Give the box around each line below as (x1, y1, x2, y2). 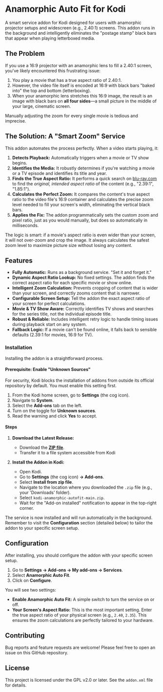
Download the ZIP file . (19, 445, 65, 450)
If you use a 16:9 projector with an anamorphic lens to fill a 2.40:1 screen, (5, 62, 152, 68)
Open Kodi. (19, 469, 42, 475)
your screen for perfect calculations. (12, 300, 86, 307)
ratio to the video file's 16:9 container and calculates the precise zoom (12, 196, 154, 202)
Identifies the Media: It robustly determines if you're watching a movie (12, 165, 155, 171)
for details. (5, 682, 27, 688)
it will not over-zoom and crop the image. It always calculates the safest (5, 237, 149, 243)
